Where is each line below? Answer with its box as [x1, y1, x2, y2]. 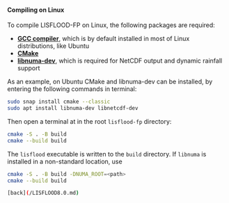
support [17, 64, 40, 72]
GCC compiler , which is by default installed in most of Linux [17, 35, 190, 43]
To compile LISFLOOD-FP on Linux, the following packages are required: [7, 21, 216, 29]
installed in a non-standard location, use [7, 157, 123, 165]
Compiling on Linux [7, 6, 65, 14]
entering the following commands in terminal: [7, 85, 137, 93]
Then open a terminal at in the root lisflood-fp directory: [7, 117, 172, 125]
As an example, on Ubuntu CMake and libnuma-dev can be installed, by [7, 77, 213, 86]
